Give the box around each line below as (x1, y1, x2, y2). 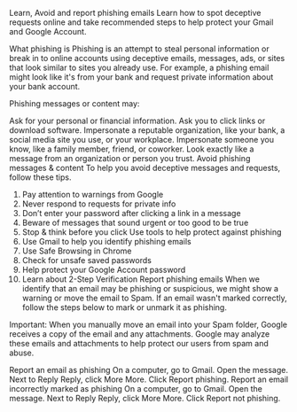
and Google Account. (9, 27, 87, 36)
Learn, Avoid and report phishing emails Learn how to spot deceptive (9, 8, 262, 18)
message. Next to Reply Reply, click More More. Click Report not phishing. (9, 393, 281, 403)
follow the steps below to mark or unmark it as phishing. (21, 302, 228, 313)
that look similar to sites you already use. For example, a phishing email (9, 62, 270, 73)
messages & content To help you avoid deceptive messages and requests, (9, 163, 281, 173)
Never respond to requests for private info (21, 198, 176, 209)
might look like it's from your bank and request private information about (9, 72, 274, 82)
